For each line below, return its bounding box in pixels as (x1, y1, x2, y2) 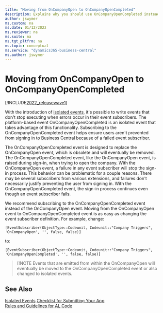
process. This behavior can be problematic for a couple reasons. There (9, 170, 152, 176)
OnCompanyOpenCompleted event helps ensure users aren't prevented (5, 130, 149, 136)
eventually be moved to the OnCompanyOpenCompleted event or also (16, 266, 158, 272)
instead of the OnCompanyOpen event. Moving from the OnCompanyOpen (5, 205, 154, 212)
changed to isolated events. (16, 271, 73, 276)
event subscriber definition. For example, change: (5, 216, 104, 222)
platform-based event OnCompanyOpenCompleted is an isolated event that (5, 120, 156, 126)
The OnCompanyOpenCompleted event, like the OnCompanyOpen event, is (5, 155, 156, 161)
